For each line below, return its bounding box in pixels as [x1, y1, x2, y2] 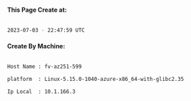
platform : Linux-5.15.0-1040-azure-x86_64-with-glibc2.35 [7, 76, 185, 83]
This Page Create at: [7, 6, 67, 14]
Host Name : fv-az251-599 [7, 63, 82, 71]
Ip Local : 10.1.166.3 [7, 89, 76, 95]
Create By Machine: [7, 42, 66, 50]
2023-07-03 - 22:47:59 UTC [7, 27, 85, 34]
